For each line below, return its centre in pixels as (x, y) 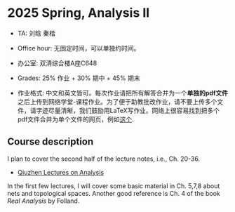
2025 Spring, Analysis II (79, 13)
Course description (51, 142)
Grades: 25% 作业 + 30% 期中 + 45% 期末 (79, 78)
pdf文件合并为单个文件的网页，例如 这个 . (76, 119)
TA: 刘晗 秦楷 (36, 33)
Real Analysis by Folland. (43, 201)
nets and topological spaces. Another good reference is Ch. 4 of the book (114, 193)
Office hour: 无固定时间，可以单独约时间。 (79, 48)
